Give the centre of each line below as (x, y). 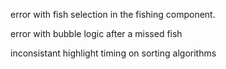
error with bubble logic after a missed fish (96, 33)
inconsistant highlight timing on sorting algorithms (113, 53)
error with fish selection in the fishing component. (113, 14)
